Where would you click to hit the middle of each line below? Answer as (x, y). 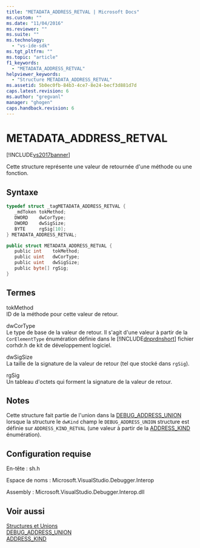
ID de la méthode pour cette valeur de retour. (62, 314)
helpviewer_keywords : (34, 74)
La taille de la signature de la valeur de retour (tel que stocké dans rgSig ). (98, 363)
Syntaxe (22, 192)
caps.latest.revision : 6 (38, 91)
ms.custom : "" (24, 18)
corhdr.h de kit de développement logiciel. (59, 345)
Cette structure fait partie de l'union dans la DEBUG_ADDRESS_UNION (94, 415)
